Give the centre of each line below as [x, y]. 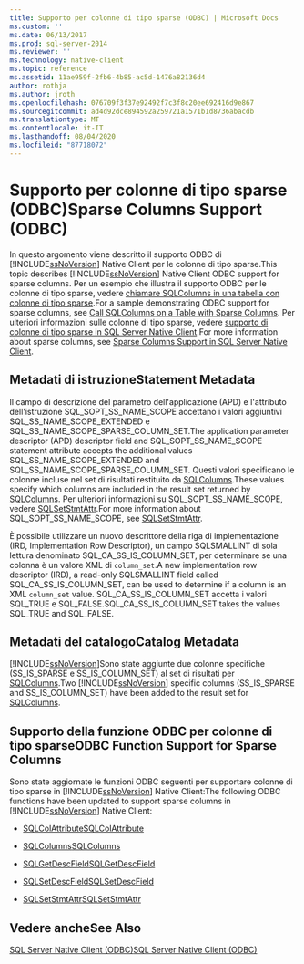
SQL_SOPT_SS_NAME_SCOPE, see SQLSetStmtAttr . [106, 518]
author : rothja [38, 86]
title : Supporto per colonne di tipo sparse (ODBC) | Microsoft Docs [144, 18]
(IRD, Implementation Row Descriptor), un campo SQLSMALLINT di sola [143, 545]
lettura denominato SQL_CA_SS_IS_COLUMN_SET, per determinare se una [148, 555]
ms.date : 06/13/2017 [49, 35]
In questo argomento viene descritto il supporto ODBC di [116, 254]
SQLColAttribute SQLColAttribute [83, 829]
